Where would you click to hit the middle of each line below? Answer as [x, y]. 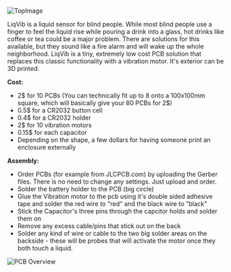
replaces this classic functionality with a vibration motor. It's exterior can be [115, 61]
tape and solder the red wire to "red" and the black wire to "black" [112, 204]
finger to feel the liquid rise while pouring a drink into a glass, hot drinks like [116, 32]
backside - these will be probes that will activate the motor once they [116, 241]
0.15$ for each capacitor [52, 133]
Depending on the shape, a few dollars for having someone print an [114, 140]
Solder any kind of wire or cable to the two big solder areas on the [112, 233]
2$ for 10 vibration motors [54, 125]
